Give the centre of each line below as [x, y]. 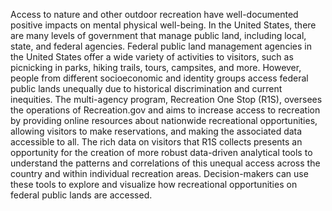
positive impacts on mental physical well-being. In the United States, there [163, 25]
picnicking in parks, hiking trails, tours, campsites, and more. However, [156, 67]
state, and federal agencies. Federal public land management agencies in [161, 46]
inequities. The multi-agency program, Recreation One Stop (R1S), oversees [166, 99]
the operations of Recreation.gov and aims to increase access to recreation [165, 110]
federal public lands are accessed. [81, 195]
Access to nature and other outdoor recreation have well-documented [154, 14]
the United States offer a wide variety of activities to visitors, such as [152, 57]
